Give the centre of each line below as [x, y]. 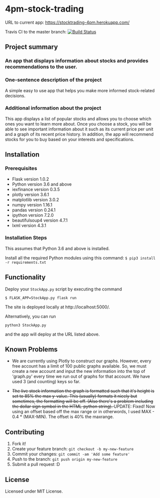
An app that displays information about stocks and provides [77, 61]
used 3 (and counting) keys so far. [46, 382]
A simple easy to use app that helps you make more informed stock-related [80, 90]
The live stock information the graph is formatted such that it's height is [83, 391]
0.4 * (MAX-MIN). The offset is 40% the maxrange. [63, 417]
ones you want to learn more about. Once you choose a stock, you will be [78, 124]
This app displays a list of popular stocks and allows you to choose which [78, 119]
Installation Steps [26, 238]
